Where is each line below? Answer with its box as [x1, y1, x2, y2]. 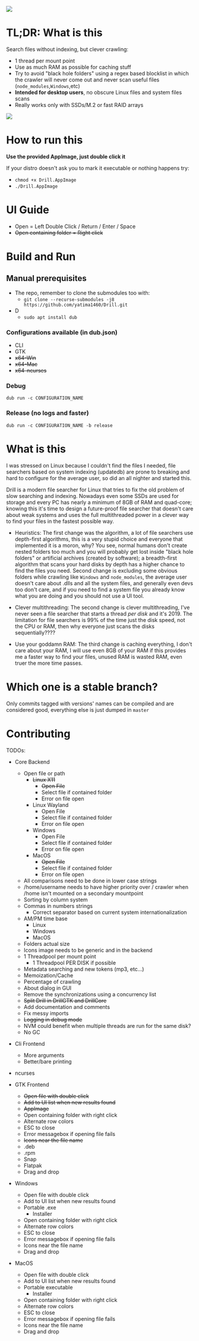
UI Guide [6, 203, 49, 217]
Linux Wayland [32, 801, 69, 808]
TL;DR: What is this [6, 26, 103, 40]
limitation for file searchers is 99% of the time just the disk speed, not [14, 616, 185, 623]
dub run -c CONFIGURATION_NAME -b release [6, 422, 113, 428]
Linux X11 [32, 776, 55, 783]
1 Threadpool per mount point [23, 952, 96, 960]
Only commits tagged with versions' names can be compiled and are [6, 700, 174, 707]
